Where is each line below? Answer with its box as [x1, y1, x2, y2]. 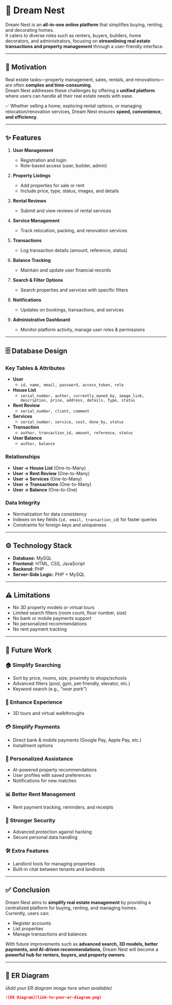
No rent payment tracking [12, 626, 67, 632]
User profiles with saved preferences [12, 772, 91, 778]
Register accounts [12, 920, 51, 926]
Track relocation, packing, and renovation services [20, 227, 127, 233]
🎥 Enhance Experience [5, 699, 62, 706]
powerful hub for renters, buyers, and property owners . [5, 951, 126, 958]
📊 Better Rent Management [5, 790, 76, 797]
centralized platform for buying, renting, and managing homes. [5, 905, 137, 911]
